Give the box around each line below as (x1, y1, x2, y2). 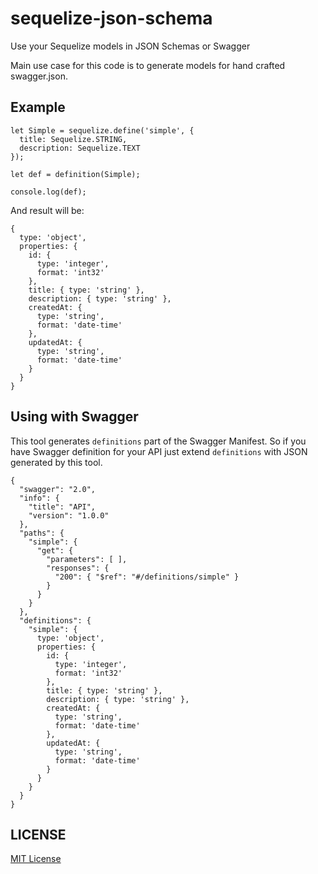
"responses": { (46, 563, 110, 573)
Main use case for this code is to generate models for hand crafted (10, 59, 286, 71)
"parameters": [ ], (46, 554, 128, 564)
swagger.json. (10, 70, 68, 82)
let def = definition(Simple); (10, 169, 141, 179)
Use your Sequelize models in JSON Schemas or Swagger (10, 40, 251, 52)
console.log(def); (10, 187, 87, 197)
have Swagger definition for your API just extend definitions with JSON (10, 445, 308, 457)
